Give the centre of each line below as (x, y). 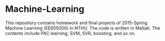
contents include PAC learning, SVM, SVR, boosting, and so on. (70, 33)
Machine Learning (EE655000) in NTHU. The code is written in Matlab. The (83, 28)
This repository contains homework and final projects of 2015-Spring (76, 23)
